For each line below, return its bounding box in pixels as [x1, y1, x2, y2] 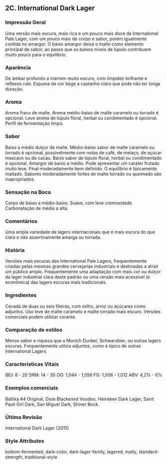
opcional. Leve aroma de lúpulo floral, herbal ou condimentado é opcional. [5, 115, 158, 121]
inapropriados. [5, 176, 35, 182]
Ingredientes [5, 292, 37, 299]
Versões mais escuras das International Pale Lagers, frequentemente [5, 258, 147, 264]
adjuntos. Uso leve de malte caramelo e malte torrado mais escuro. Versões [5, 308, 161, 314]
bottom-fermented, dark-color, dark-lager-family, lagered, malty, [5, 449, 138, 455]
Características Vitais [5, 361, 59, 368]
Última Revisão [5, 414, 42, 421]
